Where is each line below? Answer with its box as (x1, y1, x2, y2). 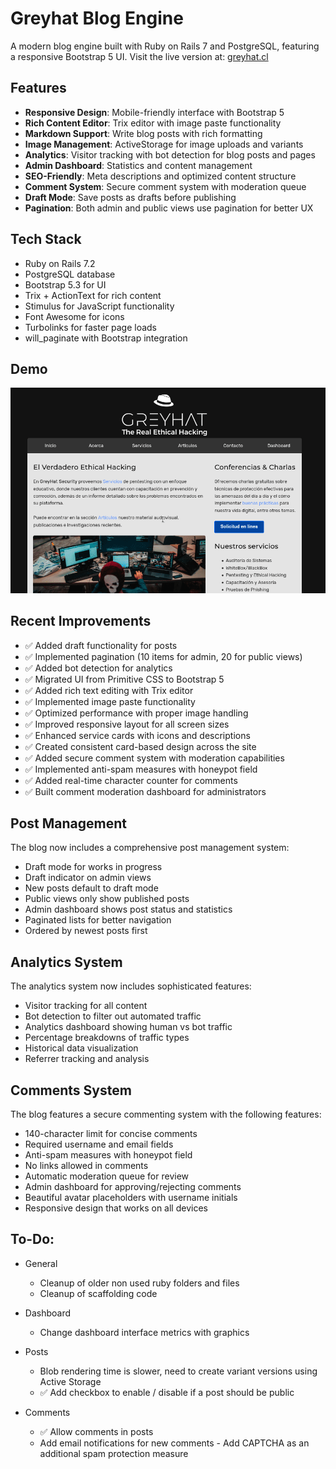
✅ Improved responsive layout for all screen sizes (24, 718, 230, 730)
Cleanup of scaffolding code (39, 1287, 158, 1299)
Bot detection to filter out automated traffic (24, 1010, 202, 1022)
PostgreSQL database (24, 268, 116, 280)
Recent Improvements (10, 613, 152, 630)
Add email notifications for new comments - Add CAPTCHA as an (39, 1437, 310, 1449)
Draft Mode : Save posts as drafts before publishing (24, 191, 237, 203)
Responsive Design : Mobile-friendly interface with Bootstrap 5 (24, 106, 285, 118)
